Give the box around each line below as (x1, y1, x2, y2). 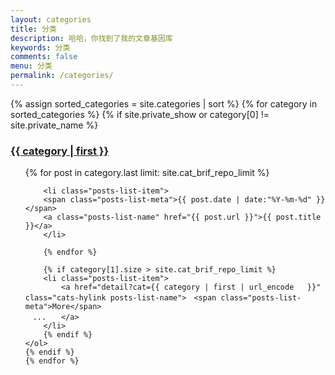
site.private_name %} (10, 119, 99, 131)
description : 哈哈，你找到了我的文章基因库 (10, 33, 173, 43)
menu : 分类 (10, 61, 53, 71)
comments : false (10, 52, 78, 62)
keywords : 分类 (10, 42, 71, 53)
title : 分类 (10, 24, 57, 34)
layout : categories (10, 14, 92, 25)
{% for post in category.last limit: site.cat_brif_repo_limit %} (24, 167, 270, 179)
